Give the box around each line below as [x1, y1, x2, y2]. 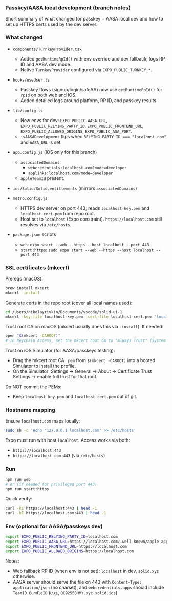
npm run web [5, 477, 31, 482]
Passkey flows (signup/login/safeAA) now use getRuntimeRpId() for [20, 86, 163, 92]
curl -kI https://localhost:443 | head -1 [5, 506, 97, 511]
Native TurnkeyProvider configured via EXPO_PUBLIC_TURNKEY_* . [20, 66, 153, 73]
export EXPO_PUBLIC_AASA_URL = [5, 539, 70, 545]
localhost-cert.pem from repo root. [20, 210, 95, 216]
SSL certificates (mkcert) [5, 264, 70, 271]
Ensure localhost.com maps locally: [5, 418, 80, 424]
